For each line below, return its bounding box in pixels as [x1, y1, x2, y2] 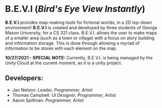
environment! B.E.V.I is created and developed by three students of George [5, 24, 158, 30]
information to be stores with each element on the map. [5, 45, 117, 51]
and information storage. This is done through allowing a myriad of [5, 40, 140, 46]
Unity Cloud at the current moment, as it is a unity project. [5, 60, 122, 66]
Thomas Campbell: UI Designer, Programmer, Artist [12, 92, 116, 98]
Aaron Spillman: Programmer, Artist [12, 97, 84, 103]
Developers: [5, 74, 43, 82]
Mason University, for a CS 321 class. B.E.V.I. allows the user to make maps [5, 30, 157, 36]
